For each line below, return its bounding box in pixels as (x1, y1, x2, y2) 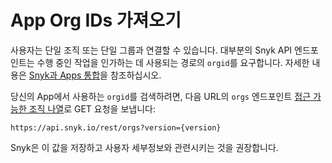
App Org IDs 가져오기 (10, 9, 182, 32)
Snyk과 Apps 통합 (28, 69, 101, 81)
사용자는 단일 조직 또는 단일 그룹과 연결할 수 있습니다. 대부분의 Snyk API (10, 44, 293, 56)
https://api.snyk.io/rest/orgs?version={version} (10, 122, 222, 133)
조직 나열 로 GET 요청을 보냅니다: (28, 102, 156, 115)
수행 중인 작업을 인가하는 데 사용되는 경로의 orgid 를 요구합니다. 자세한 (36, 56, 310, 68)
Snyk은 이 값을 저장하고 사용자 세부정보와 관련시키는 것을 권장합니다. (10, 141, 279, 153)
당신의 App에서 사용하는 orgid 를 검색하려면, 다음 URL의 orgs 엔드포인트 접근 (10, 90, 312, 102)
